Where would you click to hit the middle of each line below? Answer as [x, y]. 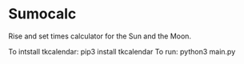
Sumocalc [42, 14]
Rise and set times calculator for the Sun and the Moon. [100, 36]
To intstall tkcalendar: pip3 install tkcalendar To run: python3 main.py [122, 51]
